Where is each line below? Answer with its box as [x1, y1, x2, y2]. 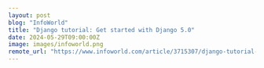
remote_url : [8, 48, 47, 55]
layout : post [8, 11, 51, 20]
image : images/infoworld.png [8, 41, 104, 48]
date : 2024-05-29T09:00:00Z [8, 33, 101, 41]
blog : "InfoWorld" [8, 19, 68, 27]
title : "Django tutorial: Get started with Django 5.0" [8, 26, 195, 34]
